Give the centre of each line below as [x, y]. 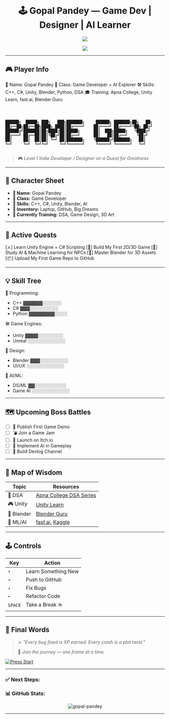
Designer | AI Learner [85, 25]
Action [52, 563]
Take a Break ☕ [44, 605]
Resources [66, 487]
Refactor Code [43, 596]
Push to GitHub [44, 579]
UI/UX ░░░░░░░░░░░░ [38, 366]
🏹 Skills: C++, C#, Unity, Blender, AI [50, 203]
